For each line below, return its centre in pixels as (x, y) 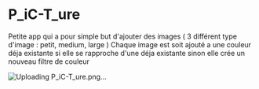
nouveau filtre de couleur (49, 61)
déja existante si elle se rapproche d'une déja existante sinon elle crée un (127, 53)
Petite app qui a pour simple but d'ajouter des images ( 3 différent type (123, 36)
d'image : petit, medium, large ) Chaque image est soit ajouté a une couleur (130, 44)
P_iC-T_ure (44, 15)
